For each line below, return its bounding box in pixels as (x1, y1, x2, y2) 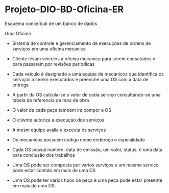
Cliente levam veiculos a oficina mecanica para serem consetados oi (12, 55, 157, 62)
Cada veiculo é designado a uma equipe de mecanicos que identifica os (12, 70, 164, 77)
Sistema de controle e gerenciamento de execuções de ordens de (12, 40, 151, 46)
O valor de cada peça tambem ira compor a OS (12, 107, 112, 113)
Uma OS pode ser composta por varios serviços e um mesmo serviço (12, 162, 159, 168)
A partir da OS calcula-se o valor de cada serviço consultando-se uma (12, 91, 161, 98)
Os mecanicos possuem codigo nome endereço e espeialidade (12, 136, 145, 142)
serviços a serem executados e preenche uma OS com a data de (12, 76, 149, 82)
